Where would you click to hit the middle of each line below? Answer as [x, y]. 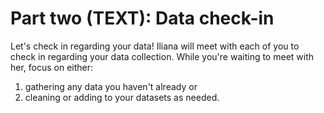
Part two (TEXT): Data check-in [142, 18]
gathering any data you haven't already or [111, 86]
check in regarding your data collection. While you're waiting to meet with [162, 56]
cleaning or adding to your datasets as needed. [122, 97]
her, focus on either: [52, 67]
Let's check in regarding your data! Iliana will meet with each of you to [155, 46]
